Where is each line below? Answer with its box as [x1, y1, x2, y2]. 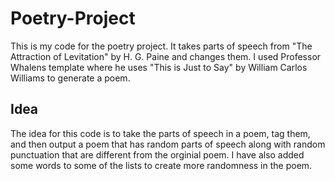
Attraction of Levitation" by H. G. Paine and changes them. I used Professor [10, 50, 322, 62]
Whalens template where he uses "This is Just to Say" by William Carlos [10, 61, 308, 73]
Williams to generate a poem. [10, 72, 131, 84]
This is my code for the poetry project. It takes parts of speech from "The [10, 40, 313, 52]
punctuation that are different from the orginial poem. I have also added [10, 148, 305, 161]
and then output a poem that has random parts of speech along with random [10, 138, 326, 150]
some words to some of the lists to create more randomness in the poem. [10, 159, 313, 171]
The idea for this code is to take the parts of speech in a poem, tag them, [10, 127, 311, 139]
